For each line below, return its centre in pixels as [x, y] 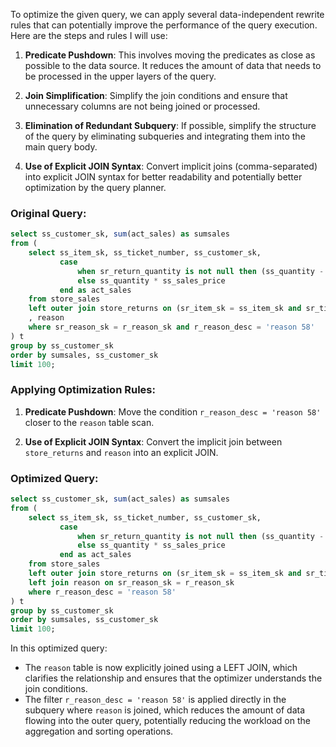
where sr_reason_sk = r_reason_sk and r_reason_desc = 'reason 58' [171, 327]
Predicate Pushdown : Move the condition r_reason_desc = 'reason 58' [173, 411]
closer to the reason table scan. [89, 422]
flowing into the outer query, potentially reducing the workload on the [167, 721]
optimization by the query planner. [95, 187]
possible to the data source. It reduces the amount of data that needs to [173, 65]
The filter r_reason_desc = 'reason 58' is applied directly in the [155, 700]
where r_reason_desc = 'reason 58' [102, 592]
